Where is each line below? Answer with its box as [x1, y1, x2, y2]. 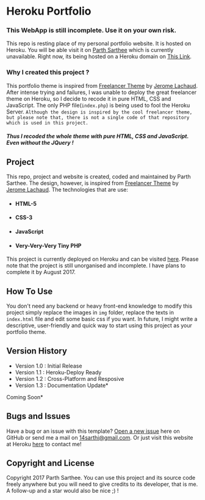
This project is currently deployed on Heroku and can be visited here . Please [6, 255, 199, 263]
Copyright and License [6, 458, 95, 468]
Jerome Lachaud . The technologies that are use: [6, 186, 129, 194]
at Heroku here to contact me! [6, 440, 82, 447]
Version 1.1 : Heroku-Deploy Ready [15, 368, 102, 376]
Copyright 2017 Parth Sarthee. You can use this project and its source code [6, 474, 196, 482]
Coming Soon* [6, 393, 44, 400]
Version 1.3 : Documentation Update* [15, 382, 109, 389]
